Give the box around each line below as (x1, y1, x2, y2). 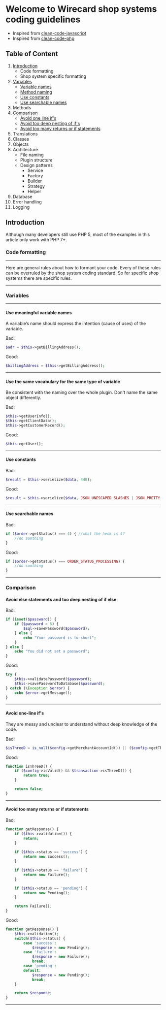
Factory (27, 172, 43, 178)
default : (23, 968, 41, 973)
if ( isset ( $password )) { (5, 617, 57, 622)
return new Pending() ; (23, 890, 70, 895)
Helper (27, 188, 41, 194)
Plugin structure (20, 157, 53, 163)
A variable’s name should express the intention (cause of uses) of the (5, 321, 146, 326)
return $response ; (14, 991, 52, 996)
